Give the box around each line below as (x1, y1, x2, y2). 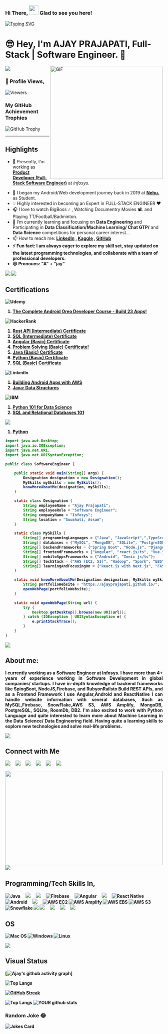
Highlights (5, 145, 38, 154)
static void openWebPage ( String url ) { (14, 600, 97, 605)
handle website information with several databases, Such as (5, 696, 163, 702)
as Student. (12, 195, 36, 201)
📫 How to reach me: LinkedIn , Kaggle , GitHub (12, 235, 111, 241)
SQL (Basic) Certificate (12, 360, 61, 366)
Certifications (5, 285, 49, 294)
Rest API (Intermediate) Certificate (12, 328, 86, 334)
